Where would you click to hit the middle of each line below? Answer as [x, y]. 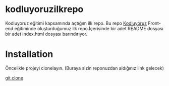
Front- [155, 23]
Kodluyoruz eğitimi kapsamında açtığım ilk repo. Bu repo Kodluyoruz [76, 23]
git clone [14, 78]
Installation [29, 54]
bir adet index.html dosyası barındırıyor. [46, 34]
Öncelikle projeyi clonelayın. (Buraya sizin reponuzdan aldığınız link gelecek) [84, 68]
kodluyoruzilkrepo [44, 9]
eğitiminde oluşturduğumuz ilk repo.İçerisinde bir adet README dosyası [89, 28]
